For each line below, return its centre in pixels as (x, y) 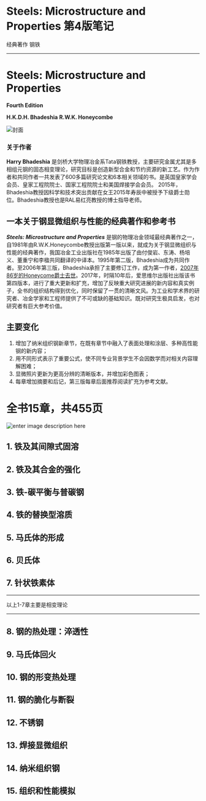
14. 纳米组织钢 (33, 768)
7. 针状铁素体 (31, 583)
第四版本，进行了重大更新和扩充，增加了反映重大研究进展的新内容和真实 (97, 283)
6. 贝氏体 (23, 560)
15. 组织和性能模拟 (41, 791)
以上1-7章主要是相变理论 (37, 604)
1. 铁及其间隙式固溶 (43, 446)
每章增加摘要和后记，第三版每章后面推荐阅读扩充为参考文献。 (93, 381)
